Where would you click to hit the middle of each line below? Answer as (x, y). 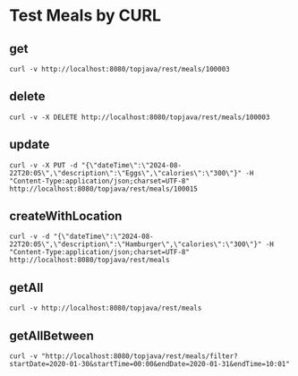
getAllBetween (51, 335)
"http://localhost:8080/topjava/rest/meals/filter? (140, 356)
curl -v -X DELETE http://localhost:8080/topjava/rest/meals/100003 (140, 117)
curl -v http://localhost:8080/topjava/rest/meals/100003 (119, 69)
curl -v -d (30, 237)
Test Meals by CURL (85, 16)
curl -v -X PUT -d (43, 165)
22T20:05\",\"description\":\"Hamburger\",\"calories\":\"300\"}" (136, 244)
